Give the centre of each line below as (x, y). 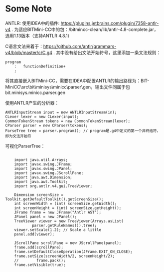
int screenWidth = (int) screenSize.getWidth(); (66, 203)
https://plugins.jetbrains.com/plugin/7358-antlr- (110, 23)
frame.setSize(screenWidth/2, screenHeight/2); (64, 256)
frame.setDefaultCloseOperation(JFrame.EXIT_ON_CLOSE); (74, 251)
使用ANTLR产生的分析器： (32, 102)
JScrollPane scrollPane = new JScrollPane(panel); (68, 243)
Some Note (29, 9)
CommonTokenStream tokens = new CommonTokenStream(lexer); (68, 121)
